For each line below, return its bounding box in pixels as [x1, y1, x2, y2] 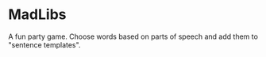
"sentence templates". [8, 40, 81, 49]
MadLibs [8, 6, 67, 24]
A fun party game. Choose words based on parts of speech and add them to [8, 32, 258, 41]
